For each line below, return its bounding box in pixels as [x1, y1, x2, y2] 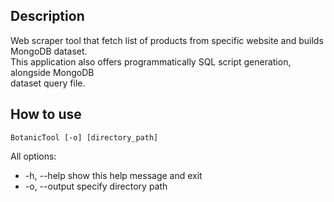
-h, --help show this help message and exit [24, 169, 203, 181]
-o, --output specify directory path [24, 180, 168, 192]
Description [10, 8, 85, 25]
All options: [10, 150, 57, 162]
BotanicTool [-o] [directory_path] [10, 132, 159, 143]
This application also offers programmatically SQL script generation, [10, 55, 292, 68]
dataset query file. [10, 77, 86, 89]
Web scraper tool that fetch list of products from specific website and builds [10, 34, 324, 46]
